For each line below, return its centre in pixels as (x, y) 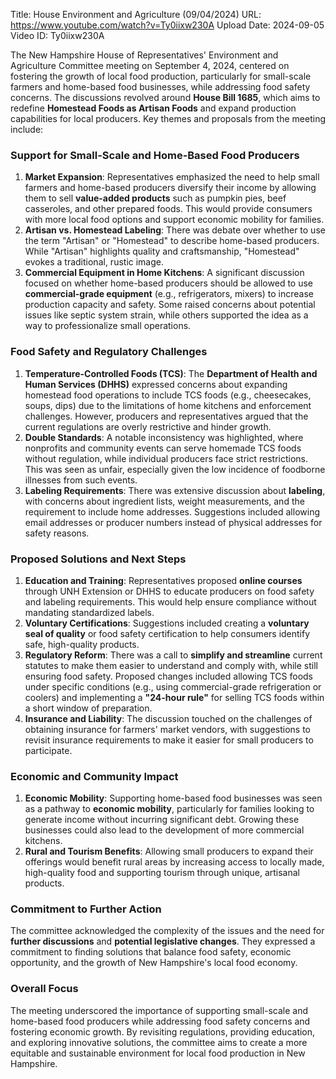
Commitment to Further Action (86, 909)
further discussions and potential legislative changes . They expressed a (163, 941)
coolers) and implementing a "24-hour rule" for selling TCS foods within (174, 697)
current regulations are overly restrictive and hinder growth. (148, 426)
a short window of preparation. (88, 708)
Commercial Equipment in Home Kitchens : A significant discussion (164, 273)
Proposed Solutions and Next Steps (98, 559)
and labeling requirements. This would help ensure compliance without (170, 601)
